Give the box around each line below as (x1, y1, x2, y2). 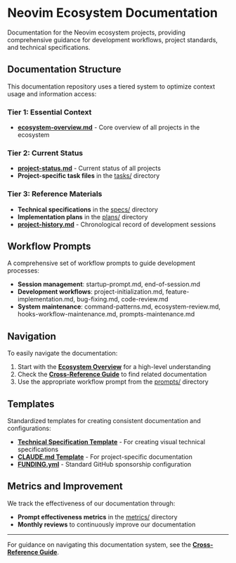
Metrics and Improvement (7, 480, 123, 493)
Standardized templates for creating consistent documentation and (7, 417, 202, 425)
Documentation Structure (7, 63, 122, 75)
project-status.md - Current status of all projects (17, 164, 162, 173)
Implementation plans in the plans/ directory (17, 212, 148, 221)
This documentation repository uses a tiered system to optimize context (7, 82, 216, 91)
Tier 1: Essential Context (7, 107, 92, 117)
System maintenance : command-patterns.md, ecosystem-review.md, (17, 302, 221, 311)
